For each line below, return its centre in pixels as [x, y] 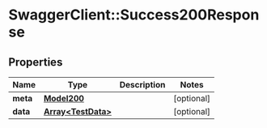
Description [142, 85]
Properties [36, 62]
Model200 [64, 98]
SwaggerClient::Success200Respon [134, 15]
